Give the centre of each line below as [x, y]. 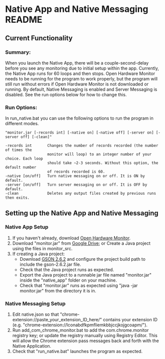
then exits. [17, 198]
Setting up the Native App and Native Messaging [82, 213]
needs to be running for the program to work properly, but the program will [81, 78]
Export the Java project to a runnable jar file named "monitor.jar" [86, 275]
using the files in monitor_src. [42, 248]
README [24, 20]
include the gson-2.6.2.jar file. [50, 264]
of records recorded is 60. [76, 172]
